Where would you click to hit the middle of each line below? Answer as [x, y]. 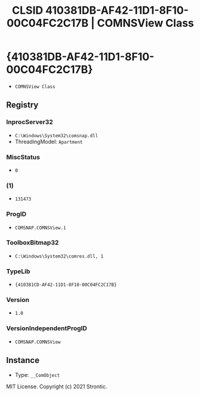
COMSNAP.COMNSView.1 [40, 228]
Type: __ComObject [37, 374]
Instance [23, 360]
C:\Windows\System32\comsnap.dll [56, 135]
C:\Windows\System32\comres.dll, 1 [59, 256]
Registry [22, 105]
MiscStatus [23, 157]
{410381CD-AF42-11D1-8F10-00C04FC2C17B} [66, 285]
